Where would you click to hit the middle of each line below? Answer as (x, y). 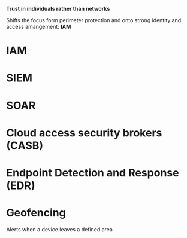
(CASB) (25, 145)
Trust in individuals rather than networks (58, 9)
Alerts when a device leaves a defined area (59, 229)
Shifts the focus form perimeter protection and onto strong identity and (94, 20)
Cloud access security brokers (84, 132)
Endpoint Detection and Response (93, 173)
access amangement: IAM (39, 27)
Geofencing (36, 213)
